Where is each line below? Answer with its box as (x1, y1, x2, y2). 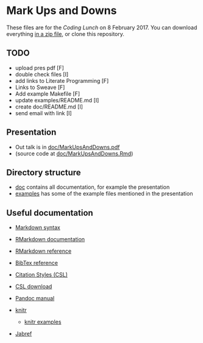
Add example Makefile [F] (15, 90, 80, 97)
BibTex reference (15, 260, 58, 267)
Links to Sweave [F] (15, 83, 65, 91)
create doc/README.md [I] (15, 103, 84, 110)
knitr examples (24, 318, 62, 326)
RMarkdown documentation (15, 236, 85, 243)
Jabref (15, 330, 32, 338)
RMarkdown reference (15, 247, 72, 255)
